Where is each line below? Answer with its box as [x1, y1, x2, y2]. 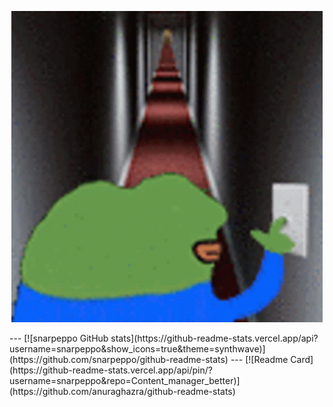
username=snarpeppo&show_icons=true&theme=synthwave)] [9, 343, 266, 355]
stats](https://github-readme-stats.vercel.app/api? [110, 332, 319, 344]
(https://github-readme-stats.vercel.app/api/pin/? [9, 364, 213, 376]
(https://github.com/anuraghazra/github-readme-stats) [9, 386, 236, 397]
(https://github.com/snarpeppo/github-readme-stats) [9, 354, 229, 365]
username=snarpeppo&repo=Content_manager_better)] [9, 375, 241, 386]
